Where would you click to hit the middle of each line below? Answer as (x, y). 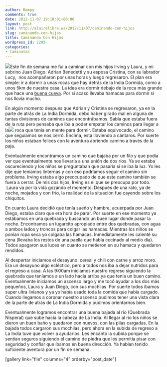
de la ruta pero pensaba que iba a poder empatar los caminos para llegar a (82, 124)
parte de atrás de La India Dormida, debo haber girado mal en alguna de (79, 113)
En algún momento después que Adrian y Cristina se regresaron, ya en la (80, 108)
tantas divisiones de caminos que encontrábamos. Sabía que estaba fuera (82, 118)
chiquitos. (15, 198)
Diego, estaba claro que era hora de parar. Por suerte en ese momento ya (81, 213)
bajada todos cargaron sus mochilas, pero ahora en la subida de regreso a (82, 328)
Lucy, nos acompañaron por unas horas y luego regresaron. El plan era (79, 77)
